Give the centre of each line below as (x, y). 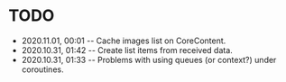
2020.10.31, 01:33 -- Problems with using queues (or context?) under (149, 59)
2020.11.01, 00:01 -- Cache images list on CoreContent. (124, 41)
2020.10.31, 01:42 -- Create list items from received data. (127, 50)
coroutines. (42, 69)
